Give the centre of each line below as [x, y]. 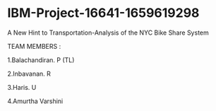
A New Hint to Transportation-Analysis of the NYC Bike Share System [108, 33]
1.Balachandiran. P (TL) [41, 60]
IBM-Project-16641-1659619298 [103, 13]
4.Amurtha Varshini [35, 101]
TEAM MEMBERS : [34, 46]
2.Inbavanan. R [29, 74]
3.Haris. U [22, 87]
